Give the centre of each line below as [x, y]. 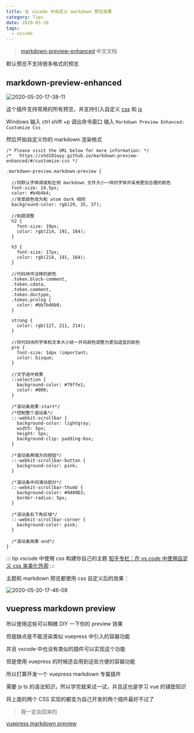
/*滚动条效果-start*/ [36, 406]
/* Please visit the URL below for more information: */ [78, 150]
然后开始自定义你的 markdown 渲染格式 [54, 139]
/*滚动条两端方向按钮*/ [37, 455]
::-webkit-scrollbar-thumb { [47, 487]
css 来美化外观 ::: [34, 566]
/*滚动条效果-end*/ [33, 541]
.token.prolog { [31, 300]
